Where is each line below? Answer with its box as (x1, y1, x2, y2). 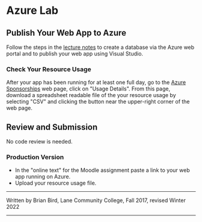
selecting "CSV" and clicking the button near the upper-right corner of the (6, 98, 191, 106)
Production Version (6, 153, 64, 162)
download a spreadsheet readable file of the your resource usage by (6, 92, 176, 99)
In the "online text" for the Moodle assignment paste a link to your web (14, 166, 191, 174)
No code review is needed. (6, 138, 73, 145)
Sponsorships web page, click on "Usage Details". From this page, (6, 85, 170, 92)
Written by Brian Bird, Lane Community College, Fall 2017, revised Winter (6, 197, 186, 204)
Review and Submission (6, 122, 98, 132)
